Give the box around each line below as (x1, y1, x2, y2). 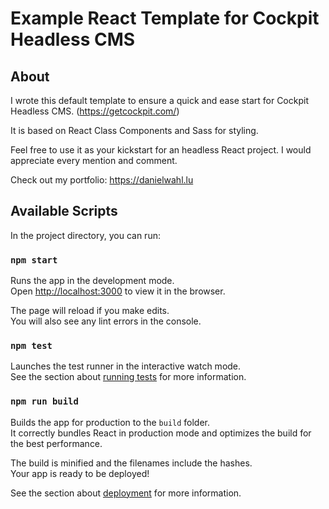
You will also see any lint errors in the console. (10, 315, 202, 327)
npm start (10, 254, 58, 266)
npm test (10, 340, 53, 352)
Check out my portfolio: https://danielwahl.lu (10, 174, 194, 186)
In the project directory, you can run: (10, 229, 161, 241)
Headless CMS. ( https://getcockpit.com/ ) (10, 105, 180, 117)
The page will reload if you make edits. (10, 305, 170, 317)
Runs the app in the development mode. (10, 275, 175, 287)
